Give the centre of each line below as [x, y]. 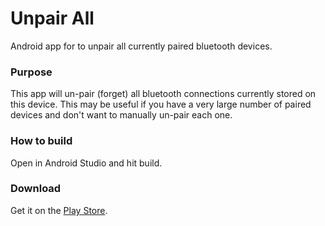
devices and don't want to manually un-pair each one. [121, 115]
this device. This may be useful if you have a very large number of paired [161, 104]
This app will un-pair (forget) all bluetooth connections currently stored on [163, 94]
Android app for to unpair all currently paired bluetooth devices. [141, 46]
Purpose [31, 72]
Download [36, 189]
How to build [41, 141]
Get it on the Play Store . [59, 210]
